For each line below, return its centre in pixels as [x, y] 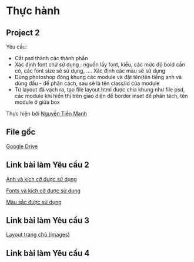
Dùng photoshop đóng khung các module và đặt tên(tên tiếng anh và [98, 77]
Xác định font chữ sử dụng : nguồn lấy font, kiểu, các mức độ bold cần [100, 64]
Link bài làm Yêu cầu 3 [48, 220]
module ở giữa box [37, 102]
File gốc [21, 132]
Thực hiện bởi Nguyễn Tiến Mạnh [46, 114]
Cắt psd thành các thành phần [51, 58]
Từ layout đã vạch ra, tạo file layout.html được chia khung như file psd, [100, 89]
